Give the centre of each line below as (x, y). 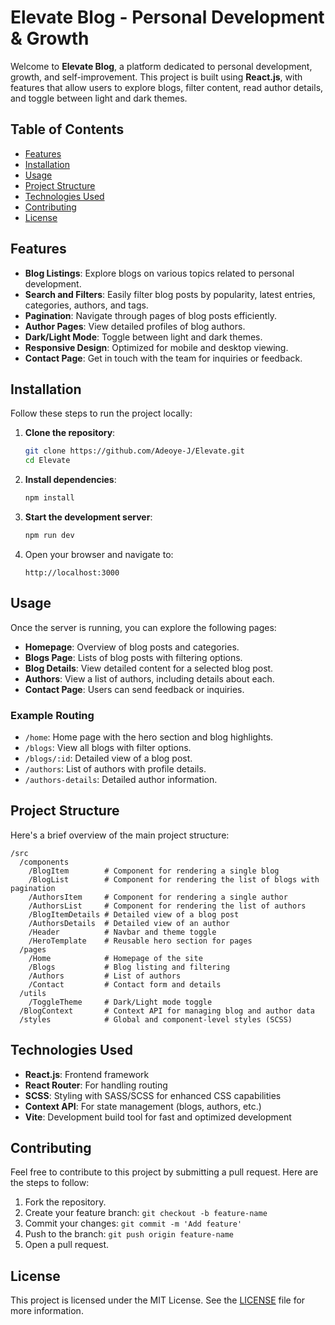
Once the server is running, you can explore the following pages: (143, 627)
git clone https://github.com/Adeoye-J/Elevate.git (134, 451)
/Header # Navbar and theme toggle (122, 932)
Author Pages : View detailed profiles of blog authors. (135, 326)
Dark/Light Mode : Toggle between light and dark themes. (143, 337)
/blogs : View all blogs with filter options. (108, 747)
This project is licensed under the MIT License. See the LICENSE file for (158, 1300)
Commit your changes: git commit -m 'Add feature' (133, 1223)
